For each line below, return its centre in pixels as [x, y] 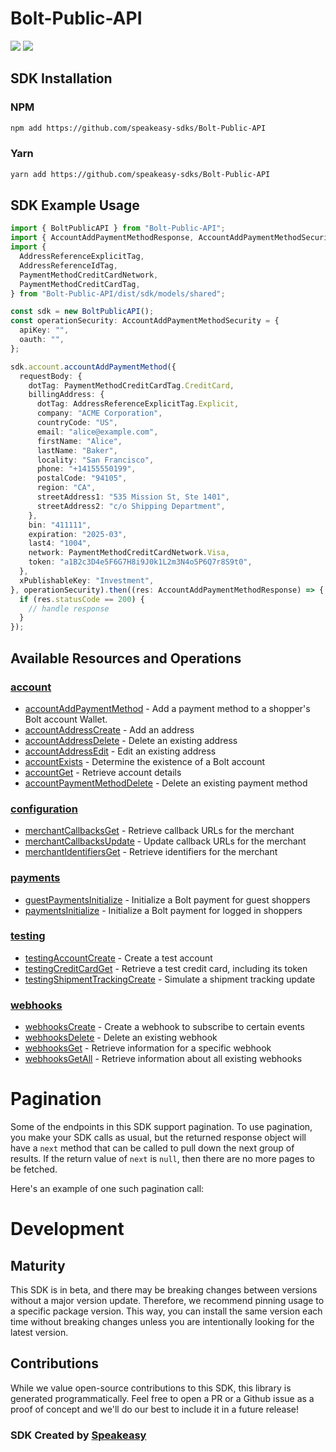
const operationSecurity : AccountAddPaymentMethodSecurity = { [145, 321]
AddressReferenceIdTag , [68, 265]
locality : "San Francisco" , [95, 460]
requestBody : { [51, 376]
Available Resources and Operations [126, 658]
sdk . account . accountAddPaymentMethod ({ [93, 367]
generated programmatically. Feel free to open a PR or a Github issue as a [162, 1398]
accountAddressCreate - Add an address [109, 729]
